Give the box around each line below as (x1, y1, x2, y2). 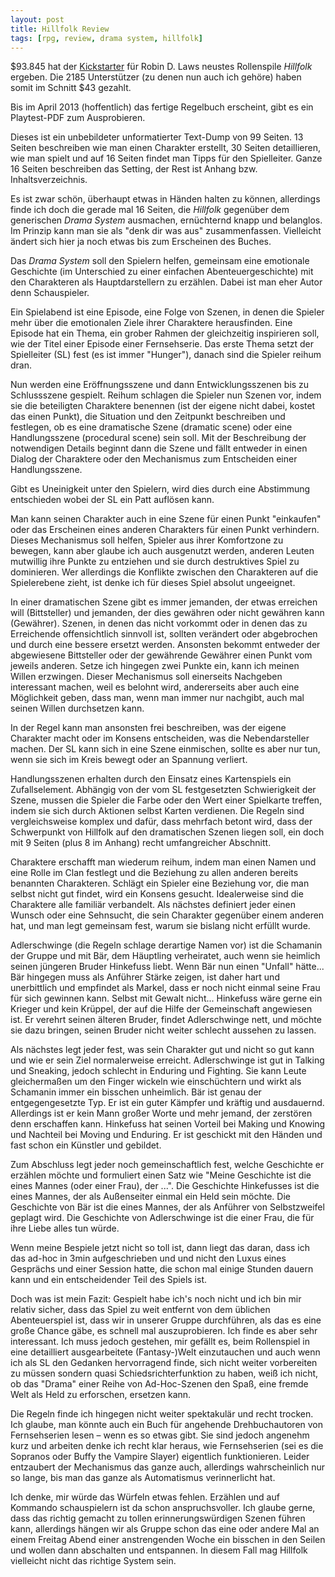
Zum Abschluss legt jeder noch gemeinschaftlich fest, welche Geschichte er (10, 1159, 325, 1171)
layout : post (10, 14, 65, 25)
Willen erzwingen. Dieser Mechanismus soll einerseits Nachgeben (10, 671, 283, 683)
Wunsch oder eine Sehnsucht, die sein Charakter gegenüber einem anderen (10, 909, 325, 921)
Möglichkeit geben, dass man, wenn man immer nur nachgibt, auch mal (10, 692, 305, 704)
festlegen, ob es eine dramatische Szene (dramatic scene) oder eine (10, 421, 293, 433)
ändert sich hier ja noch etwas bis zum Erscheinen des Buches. (10, 236, 272, 248)
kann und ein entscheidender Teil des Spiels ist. (10, 1274, 207, 1286)
